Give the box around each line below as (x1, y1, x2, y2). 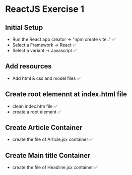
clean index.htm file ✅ (12, 103, 58, 109)
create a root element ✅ (12, 109, 62, 115)
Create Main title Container (5, 151, 91, 160)
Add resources (5, 62, 52, 70)
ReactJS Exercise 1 (5, 3, 84, 15)
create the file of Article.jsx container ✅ (12, 136, 93, 142)
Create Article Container (5, 123, 83, 132)
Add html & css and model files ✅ (12, 75, 81, 81)
